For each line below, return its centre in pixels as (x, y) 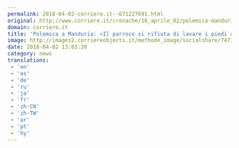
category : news (30, 54)
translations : (28, 60)
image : (17, 41)
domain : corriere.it (38, 27)
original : (22, 21)
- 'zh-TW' (25, 113)
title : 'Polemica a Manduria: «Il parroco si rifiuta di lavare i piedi (117, 34)
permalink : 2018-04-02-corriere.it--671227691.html (85, 14)
